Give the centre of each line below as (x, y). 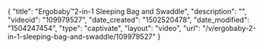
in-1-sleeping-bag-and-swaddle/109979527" (82, 36)
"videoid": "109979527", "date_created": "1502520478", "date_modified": (128, 20)
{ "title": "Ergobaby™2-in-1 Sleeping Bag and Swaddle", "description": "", (127, 11)
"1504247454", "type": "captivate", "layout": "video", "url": (104, 28)
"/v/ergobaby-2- (229, 28)
